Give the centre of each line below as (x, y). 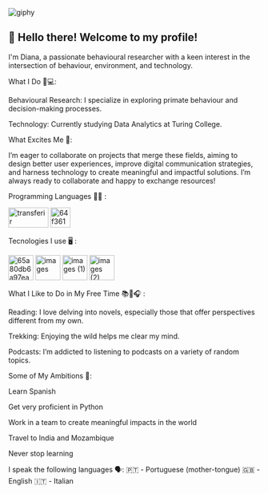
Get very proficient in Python (56, 407)
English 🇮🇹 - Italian (41, 480)
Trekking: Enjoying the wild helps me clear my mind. (94, 336)
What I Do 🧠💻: (33, 81)
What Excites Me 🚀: (40, 140)
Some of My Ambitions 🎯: (50, 375)
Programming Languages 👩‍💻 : (57, 196)
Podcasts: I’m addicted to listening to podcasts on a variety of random (124, 351)
